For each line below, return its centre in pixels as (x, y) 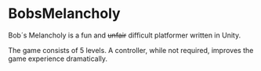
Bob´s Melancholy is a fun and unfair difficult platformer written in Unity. (125, 35)
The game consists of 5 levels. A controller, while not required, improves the (131, 50)
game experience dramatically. (58, 59)
